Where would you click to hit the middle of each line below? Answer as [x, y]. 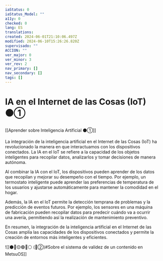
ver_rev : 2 [16, 64]
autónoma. [16, 162]
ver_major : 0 [18, 55]
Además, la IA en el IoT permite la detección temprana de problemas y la [78, 202]
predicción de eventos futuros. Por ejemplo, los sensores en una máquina [79, 207]
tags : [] [14, 78]
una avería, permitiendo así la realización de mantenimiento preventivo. [76, 217]
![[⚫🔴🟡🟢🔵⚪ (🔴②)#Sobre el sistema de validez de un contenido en [74, 247]
